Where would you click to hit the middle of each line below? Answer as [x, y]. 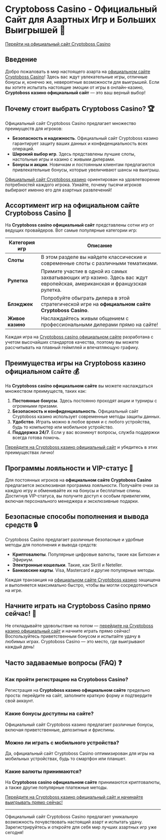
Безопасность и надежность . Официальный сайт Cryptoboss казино [85, 138]
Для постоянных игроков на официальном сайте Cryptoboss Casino [78, 480]
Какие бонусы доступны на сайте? [49, 714]
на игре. [14, 590]
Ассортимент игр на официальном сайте [72, 205]
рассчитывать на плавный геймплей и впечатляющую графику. [72, 348]
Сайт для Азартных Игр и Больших [81, 20]
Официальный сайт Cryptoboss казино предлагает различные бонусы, [80, 724]
